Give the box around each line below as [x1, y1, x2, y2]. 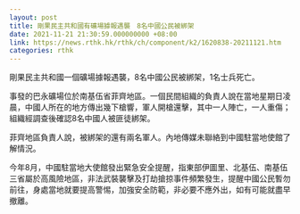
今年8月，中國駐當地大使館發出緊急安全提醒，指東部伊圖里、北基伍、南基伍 [9, 162, 288, 173]
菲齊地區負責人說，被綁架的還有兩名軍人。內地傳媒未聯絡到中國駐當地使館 [9, 132, 283, 143]
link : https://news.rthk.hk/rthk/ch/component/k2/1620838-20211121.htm [9, 37, 281, 47]
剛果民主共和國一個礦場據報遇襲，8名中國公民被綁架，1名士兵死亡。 [9, 72, 261, 83]
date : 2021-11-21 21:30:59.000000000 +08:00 [9, 29, 178, 38]
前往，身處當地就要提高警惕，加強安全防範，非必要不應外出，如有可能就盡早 [9, 185, 291, 195]
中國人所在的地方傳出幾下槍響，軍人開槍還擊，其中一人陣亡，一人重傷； [24, 102, 291, 112]
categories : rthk [9, 46, 74, 55]
